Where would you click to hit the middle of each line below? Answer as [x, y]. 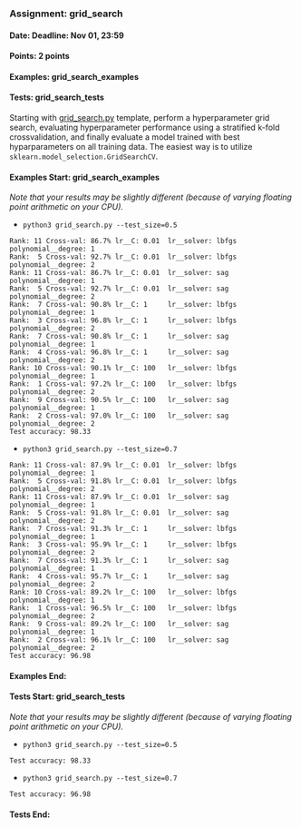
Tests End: [30, 814]
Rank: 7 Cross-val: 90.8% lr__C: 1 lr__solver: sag [119, 337]
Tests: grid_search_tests [57, 97]
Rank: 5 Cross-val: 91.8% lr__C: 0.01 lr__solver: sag [119, 513]
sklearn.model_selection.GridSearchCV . [84, 156]
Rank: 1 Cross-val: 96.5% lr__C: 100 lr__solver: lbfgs [123, 608]
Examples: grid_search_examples [74, 76]
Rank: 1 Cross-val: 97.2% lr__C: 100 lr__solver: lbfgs [123, 384]
